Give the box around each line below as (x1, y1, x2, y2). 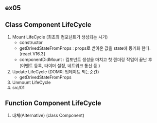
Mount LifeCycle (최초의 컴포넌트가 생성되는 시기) (12, 34, 108, 40)
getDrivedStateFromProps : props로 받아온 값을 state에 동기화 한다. (19, 45, 151, 51)
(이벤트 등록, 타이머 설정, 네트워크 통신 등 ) (19, 63, 101, 69)
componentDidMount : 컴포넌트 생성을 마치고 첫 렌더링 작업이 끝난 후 (19, 57, 152, 62)
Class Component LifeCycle (5, 20, 91, 29)
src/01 (12, 85, 25, 91)
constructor (19, 40, 43, 45)
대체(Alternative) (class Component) (12, 112, 85, 119)
